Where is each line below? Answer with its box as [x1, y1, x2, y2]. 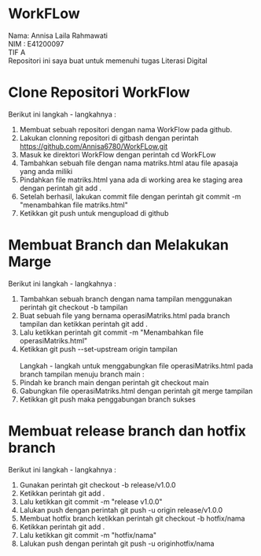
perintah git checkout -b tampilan [19, 302, 128, 312]
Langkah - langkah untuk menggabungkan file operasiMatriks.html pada [19, 361, 254, 370]
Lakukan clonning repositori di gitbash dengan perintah [19, 133, 199, 143]
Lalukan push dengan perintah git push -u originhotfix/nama [19, 539, 215, 548]
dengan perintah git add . [19, 183, 102, 193]
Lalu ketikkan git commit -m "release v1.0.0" [19, 497, 163, 506]
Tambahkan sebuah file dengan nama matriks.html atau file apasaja [19, 158, 238, 168]
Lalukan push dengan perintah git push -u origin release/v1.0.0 [19, 505, 223, 514]
